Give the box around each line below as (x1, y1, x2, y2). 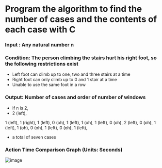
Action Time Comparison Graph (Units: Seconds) (5, 146, 123, 153)
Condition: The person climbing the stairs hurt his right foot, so (5, 54, 157, 61)
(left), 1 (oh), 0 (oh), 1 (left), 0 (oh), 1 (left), (5, 125, 88, 131)
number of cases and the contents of (5, 14, 157, 25)
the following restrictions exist (5, 61, 79, 67)
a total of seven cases (12, 134, 56, 140)
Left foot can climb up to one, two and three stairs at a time (12, 71, 130, 77)
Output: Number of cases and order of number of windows (5, 94, 146, 101)
